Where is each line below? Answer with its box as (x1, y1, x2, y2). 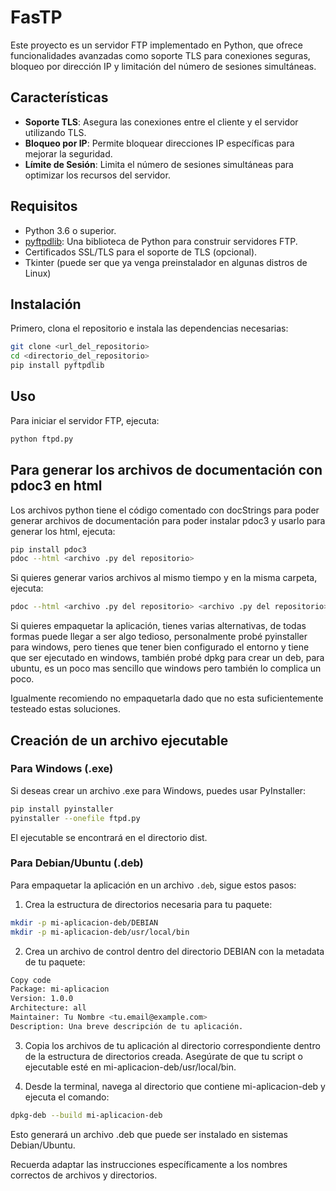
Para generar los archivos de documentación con (10, 462, 323, 479)
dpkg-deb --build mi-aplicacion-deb (10, 1110, 163, 1120)
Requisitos (10, 198, 78, 215)
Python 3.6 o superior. (24, 224, 117, 236)
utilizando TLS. (24, 126, 87, 138)
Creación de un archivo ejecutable (10, 732, 229, 749)
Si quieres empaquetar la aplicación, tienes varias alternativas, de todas (10, 620, 307, 632)
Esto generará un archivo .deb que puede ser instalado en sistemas (10, 1128, 288, 1140)
